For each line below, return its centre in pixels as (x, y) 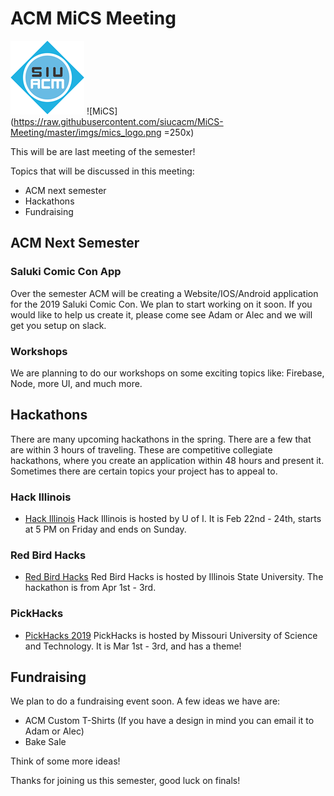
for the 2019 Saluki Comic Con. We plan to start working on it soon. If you (161, 304)
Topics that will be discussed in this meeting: (102, 171)
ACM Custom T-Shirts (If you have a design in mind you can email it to (169, 721)
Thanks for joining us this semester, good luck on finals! (125, 781)
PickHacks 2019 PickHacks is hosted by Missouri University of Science (171, 635)
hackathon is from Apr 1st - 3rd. (90, 588)
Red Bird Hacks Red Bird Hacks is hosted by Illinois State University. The (174, 577)
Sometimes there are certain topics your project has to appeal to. (144, 471)
